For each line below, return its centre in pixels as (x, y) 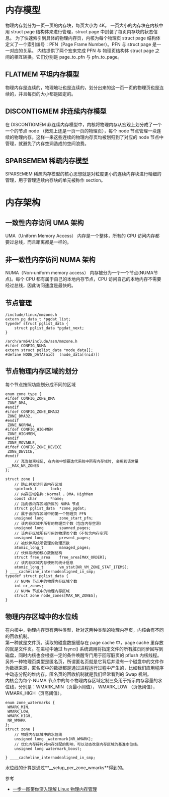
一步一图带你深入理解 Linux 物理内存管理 (55, 789)
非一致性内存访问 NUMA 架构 (50, 260)
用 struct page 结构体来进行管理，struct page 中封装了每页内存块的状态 (79, 31)
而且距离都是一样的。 (49, 242)
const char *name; (39, 498)
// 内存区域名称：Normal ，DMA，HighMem (54, 494)
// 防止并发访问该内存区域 (38, 484)
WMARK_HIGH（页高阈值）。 (35, 693)
